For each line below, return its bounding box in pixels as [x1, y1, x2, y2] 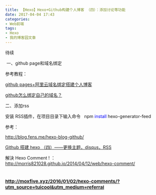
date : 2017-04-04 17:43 [5, 12, 55, 17]
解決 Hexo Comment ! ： [5, 154, 55, 160]
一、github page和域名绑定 [6, 60, 62, 66]
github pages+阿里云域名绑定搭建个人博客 [5, 81, 92, 87]
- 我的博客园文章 [5, 35, 36, 40]
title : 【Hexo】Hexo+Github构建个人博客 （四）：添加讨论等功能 [5, 7, 126, 12]
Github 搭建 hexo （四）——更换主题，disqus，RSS [5, 144, 111, 150]
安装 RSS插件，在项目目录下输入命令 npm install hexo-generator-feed [5, 113, 151, 119]
